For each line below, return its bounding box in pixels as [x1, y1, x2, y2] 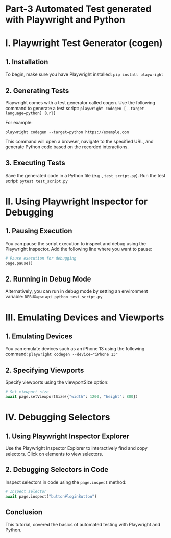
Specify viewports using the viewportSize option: [5, 379, 109, 385]
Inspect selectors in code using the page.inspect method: [5, 479, 127, 485]
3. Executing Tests [5, 159, 65, 167]
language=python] [5, 111, 42, 116]
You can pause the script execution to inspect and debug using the [5, 240, 146, 246]
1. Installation [5, 57, 48, 67]
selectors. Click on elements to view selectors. [5, 450, 103, 457]
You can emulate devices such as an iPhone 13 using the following [5, 346, 145, 352]
